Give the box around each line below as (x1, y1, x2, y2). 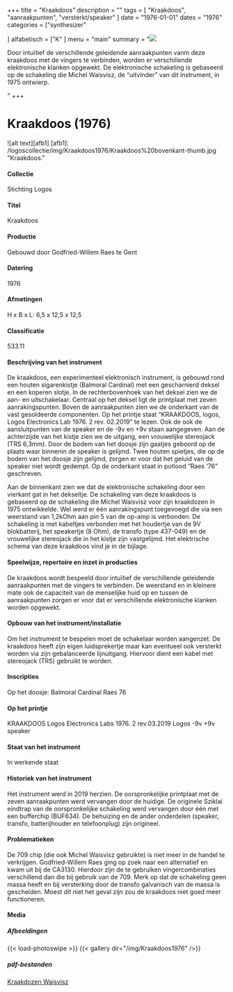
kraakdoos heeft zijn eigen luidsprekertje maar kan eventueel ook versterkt (7, 641, 222, 650)
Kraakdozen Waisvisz (7, 977, 69, 986)
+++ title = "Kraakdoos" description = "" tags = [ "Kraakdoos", (7, 6, 186, 14)
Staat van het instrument (7, 742, 81, 751)
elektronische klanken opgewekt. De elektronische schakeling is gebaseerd (7, 63, 223, 72)
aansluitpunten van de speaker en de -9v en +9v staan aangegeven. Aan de (7, 425, 225, 433)
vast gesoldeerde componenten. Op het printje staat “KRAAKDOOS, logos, (7, 410, 220, 419)
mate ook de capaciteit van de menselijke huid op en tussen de (7, 588, 188, 597)
